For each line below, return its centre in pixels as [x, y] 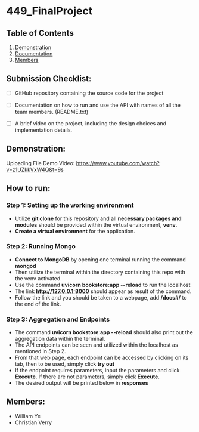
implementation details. [43, 130]
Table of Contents [40, 33]
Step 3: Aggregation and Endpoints [58, 319]
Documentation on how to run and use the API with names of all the [97, 105]
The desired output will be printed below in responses [82, 383]
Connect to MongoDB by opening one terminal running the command [100, 259]
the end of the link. [38, 304]
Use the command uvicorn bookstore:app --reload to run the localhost [102, 285]
